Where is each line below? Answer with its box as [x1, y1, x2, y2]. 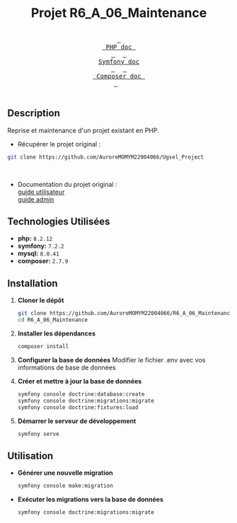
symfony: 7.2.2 [17, 242, 65, 251]
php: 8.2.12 [17, 234, 53, 243]
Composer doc [96, 72, 141, 80]
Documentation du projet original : [17, 180, 117, 188]
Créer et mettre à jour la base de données [17, 377, 142, 385]
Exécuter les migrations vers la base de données [17, 495, 164, 504]
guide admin [17, 195, 54, 203]
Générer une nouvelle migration [17, 469, 113, 477]
